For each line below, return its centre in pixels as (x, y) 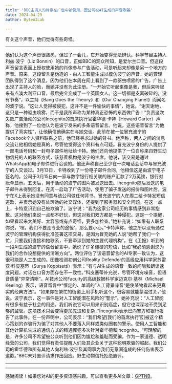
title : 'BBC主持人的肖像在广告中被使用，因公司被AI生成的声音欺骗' (69, 10)
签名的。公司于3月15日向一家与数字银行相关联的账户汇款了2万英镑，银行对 (84, 177)
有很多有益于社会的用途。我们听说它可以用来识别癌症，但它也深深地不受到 (84, 305)
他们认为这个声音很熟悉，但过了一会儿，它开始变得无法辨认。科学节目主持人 (86, 55)
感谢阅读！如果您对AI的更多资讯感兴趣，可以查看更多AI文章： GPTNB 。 (80, 376)
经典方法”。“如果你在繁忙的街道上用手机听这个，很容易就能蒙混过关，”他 (90, 292)
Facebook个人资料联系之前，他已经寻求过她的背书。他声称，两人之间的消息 (85, 138)
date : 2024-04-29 (24, 15)
